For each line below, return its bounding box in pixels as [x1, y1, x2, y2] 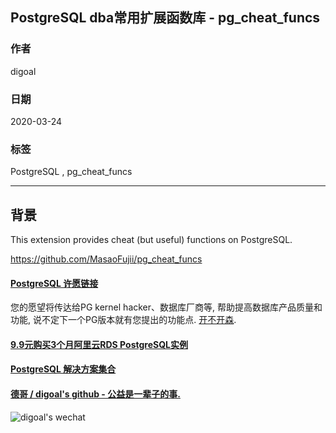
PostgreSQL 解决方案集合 [10, 363, 117, 375]
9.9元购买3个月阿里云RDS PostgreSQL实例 [10, 338, 188, 350]
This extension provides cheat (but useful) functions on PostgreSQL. [10, 234, 293, 246]
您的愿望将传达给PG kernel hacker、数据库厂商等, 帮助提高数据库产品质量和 [10, 301, 323, 313]
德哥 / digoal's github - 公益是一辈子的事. [10, 388, 181, 400]
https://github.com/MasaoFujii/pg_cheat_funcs [10, 253, 203, 265]
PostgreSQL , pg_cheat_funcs [10, 166, 133, 178]
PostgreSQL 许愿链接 [10, 277, 99, 289]
